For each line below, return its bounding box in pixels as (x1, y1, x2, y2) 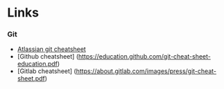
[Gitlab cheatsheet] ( (17, 67, 76, 75)
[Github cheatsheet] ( (17, 52, 78, 61)
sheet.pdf (17, 75, 45, 83)
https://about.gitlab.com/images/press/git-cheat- (76, 67, 217, 75)
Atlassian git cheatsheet (17, 45, 87, 53)
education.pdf (17, 60, 58, 68)
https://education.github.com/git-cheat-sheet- (78, 52, 212, 61)
